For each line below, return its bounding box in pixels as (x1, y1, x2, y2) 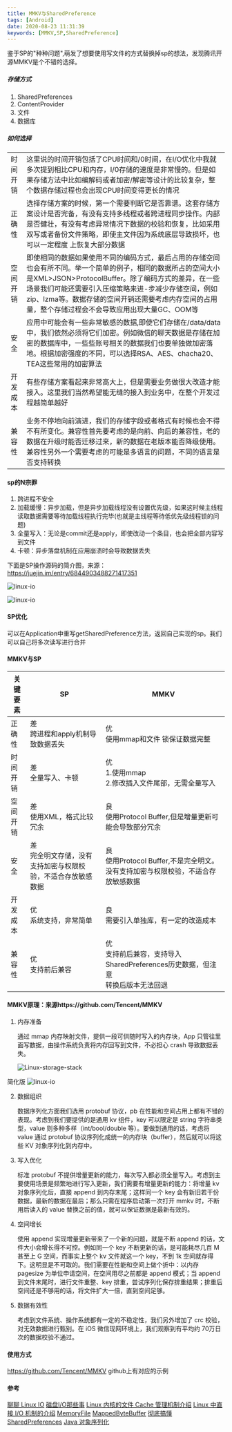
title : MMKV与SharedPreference (7, 10, 97, 17)
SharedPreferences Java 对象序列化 (7, 1417, 110, 1426)
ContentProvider (17, 100, 64, 108)
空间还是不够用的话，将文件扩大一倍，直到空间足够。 (17, 1286, 169, 1295)
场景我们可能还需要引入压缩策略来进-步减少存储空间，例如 (26, 284, 217, 294)
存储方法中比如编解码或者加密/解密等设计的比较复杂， (33, 175, 209, 185)
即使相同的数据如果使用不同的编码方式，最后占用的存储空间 (26, 253, 220, 262)
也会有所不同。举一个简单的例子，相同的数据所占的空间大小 (26, 263, 220, 273)
